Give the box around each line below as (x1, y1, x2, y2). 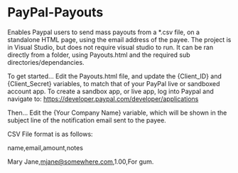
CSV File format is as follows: (7, 130, 94, 138)
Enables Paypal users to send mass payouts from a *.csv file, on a (7, 28, 200, 36)
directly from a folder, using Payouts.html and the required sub (7, 51, 190, 59)
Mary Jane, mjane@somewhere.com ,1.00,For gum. (7, 157, 154, 166)
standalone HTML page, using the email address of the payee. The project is (7, 35, 232, 43)
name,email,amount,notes (7, 143, 84, 152)
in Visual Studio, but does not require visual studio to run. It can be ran (7, 43, 214, 51)
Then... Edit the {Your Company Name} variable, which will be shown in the (7, 108, 227, 117)
